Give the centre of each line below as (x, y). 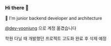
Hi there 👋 (17, 8)
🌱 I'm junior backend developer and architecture (54, 18)
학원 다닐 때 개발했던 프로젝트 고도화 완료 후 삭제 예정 (56, 39)
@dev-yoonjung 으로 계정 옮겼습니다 (41, 28)
